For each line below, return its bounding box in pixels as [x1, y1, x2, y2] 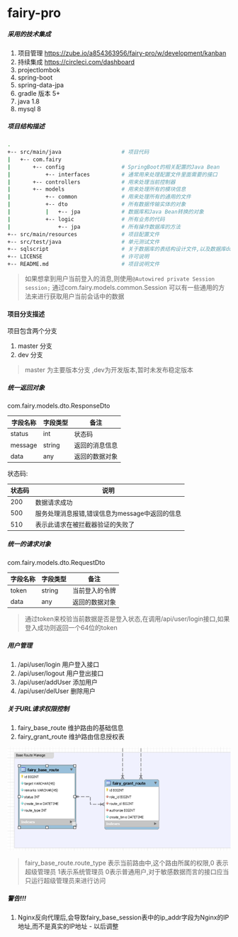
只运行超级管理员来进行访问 [24, 877, 106, 885]
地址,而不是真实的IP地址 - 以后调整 [17, 922, 119, 931]
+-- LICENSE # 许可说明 [7, 253, 149, 260]
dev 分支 [17, 351, 44, 359]
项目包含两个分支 [7, 327, 57, 335]
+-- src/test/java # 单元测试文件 [7, 238, 160, 245]
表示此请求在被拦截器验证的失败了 [35, 520, 135, 529]
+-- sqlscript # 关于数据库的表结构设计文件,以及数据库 [7, 246, 227, 253]
